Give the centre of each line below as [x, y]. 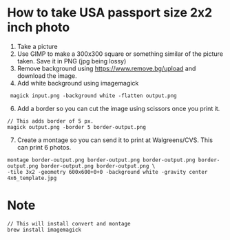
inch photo [39, 27]
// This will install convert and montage [69, 223]
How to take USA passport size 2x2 [110, 13]
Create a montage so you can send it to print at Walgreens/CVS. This [115, 140]
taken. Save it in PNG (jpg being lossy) [72, 61]
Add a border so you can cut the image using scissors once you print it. [118, 108]
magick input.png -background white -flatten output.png [93, 96]
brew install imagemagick [44, 230]
